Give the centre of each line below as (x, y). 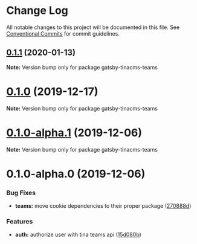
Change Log (37, 11)
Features (20, 222)
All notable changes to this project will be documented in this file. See (93, 27)
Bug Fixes (21, 193)
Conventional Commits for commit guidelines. (63, 33)
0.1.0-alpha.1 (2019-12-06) (74, 133)
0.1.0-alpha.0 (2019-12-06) (76, 174)
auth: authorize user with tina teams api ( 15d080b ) (78, 235)
